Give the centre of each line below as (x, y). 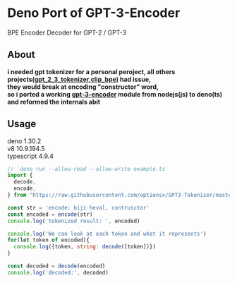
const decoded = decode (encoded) (56, 266)
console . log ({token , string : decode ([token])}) (85, 247)
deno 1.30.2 (24, 141)
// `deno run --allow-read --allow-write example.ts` (88, 169)
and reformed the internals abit (54, 102)
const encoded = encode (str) (50, 214)
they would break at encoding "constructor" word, (83, 87)
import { (20, 175)
